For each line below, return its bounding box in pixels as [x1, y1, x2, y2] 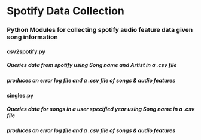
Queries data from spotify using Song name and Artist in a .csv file [7, 62, 177, 69]
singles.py [7, 92, 33, 99]
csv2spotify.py [7, 48, 45, 55]
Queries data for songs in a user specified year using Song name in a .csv [7, 105, 195, 112]
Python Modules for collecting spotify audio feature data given [7, 26, 193, 34]
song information [7, 33, 59, 41]
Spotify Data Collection [7, 4, 125, 18]
